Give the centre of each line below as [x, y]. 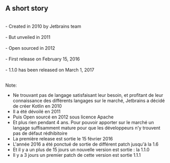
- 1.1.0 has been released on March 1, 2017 [50, 70]
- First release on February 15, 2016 [43, 59]
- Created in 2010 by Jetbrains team [43, 26]
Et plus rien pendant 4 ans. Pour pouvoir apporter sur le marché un [83, 122]
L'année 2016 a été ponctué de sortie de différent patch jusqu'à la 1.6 [86, 144]
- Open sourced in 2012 [30, 48]
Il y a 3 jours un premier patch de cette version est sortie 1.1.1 [77, 155]
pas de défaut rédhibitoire [40, 133]
